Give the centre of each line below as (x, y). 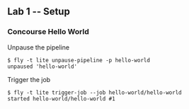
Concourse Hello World (48, 32)
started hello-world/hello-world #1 (61, 98)
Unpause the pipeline (38, 47)
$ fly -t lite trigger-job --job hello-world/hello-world (94, 92)
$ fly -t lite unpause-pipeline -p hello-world (79, 60)
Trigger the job (29, 79)
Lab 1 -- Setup (39, 12)
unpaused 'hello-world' (42, 67)
